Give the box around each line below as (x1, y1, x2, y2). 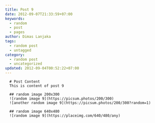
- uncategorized (9, 61, 42, 66)
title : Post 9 (5, 7, 34, 12)
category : (5, 52, 25, 57)
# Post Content (9, 79, 40, 84)
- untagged (9, 48, 32, 53)
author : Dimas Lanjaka (5, 35, 51, 39)
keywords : (5, 16, 25, 21)
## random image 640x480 (9, 109, 60, 114)
